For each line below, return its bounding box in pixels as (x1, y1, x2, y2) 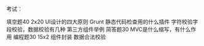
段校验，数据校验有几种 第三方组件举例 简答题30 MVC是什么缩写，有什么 (6, 26, 191, 33)
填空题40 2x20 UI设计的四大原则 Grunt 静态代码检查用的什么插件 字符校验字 (6, 18, 198, 25)
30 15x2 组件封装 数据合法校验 (29, 33, 106, 41)
